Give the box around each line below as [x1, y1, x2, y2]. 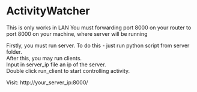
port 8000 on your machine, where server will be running [6, 30, 148, 37]
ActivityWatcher [6, 4, 90, 18]
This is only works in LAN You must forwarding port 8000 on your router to [6, 24, 192, 31]
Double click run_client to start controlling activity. [6, 67, 130, 74]
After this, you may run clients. [6, 54, 82, 62]
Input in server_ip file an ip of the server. [6, 61, 106, 68]
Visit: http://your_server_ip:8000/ [6, 79, 88, 86]
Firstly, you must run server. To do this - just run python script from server [6, 42, 190, 49]
